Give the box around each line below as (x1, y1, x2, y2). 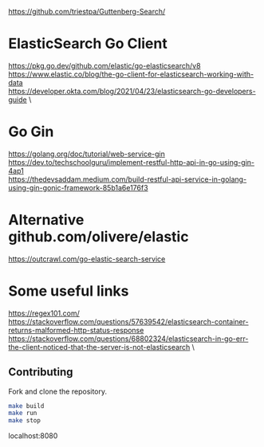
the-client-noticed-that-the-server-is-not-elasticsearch (8, 342, 191, 351)
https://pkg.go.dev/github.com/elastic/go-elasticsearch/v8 (8, 61, 201, 70)
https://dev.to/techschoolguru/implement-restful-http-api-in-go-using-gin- (8, 157, 255, 167)
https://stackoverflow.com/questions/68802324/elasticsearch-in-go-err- (8, 334, 249, 343)
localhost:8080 (8, 431, 58, 441)
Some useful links (8, 282, 129, 300)
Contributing (8, 366, 73, 379)
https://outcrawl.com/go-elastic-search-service (8, 254, 166, 264)
